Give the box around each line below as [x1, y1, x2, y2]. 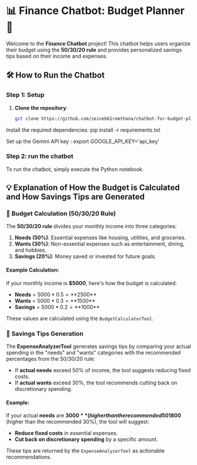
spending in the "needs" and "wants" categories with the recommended [6, 349, 181, 356]
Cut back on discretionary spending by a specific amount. [14, 436, 158, 443]
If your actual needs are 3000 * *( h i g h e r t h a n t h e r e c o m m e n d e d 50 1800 [6, 412, 181, 419]
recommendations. [6, 453, 52, 461]
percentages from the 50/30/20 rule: [6, 355, 95, 362]
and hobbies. [14, 247, 47, 254]
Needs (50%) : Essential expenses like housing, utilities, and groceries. [14, 234, 186, 241]
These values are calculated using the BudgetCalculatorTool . [6, 315, 154, 322]
